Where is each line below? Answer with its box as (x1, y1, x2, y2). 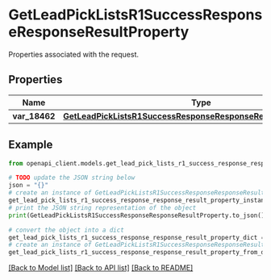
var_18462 (12, 111, 56, 122)
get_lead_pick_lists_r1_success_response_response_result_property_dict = (8, 233, 265, 241)
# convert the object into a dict (8, 226, 125, 234)
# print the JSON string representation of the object (8, 203, 197, 211)
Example (8, 138, 53, 152)
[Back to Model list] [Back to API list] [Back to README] (8, 263, 194, 273)
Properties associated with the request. (8, 49, 140, 59)
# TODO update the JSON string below (8, 173, 135, 182)
